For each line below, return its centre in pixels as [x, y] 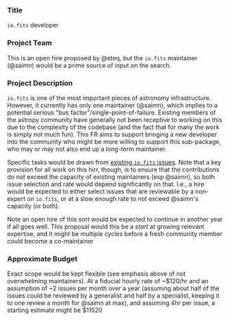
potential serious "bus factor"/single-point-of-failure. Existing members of [112, 112]
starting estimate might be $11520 [55, 310]
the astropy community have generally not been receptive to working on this [115, 119]
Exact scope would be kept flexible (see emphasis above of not [97, 274]
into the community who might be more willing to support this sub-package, [114, 141]
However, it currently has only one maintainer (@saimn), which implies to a [112, 105]
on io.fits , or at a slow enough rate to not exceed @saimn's [113, 198]
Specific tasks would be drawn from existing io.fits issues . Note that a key [114, 162]
